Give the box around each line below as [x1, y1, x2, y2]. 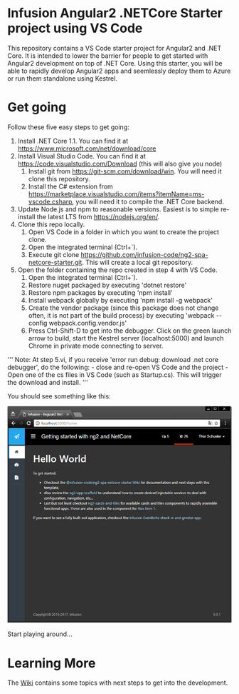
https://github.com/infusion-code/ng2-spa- [80, 250, 208, 258]
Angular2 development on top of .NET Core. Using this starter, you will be [7, 59, 223, 67]
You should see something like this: [7, 391, 112, 401]
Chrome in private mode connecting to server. [28, 341, 164, 350]
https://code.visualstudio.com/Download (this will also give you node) [17, 159, 223, 168]
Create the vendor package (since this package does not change [28, 303, 219, 312]
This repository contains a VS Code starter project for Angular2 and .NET [7, 44, 222, 52]
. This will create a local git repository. [81, 258, 193, 266]
